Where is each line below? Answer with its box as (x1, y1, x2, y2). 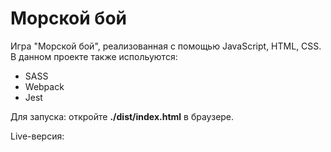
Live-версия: (10, 130, 65, 142)
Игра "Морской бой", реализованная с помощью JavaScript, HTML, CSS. (10, 40, 322, 52)
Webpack (24, 80, 65, 92)
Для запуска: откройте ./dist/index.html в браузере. (10, 110, 235, 122)
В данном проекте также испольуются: (10, 50, 178, 62)
